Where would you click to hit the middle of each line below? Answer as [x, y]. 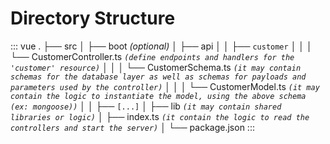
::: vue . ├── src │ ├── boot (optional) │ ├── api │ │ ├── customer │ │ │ [161, 46]
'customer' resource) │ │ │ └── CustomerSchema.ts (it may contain [156, 67]
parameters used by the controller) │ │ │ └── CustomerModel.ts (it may [165, 86]
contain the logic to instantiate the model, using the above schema [158, 96]
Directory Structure [93, 18]
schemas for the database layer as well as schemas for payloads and [158, 77]
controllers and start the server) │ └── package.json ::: [132, 127]
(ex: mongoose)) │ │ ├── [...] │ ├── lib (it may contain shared [146, 106]
